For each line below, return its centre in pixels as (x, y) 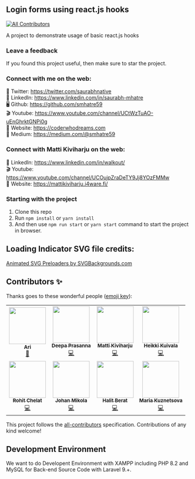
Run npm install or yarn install (54, 218)
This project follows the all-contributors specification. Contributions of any (96, 424)
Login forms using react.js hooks (68, 10)
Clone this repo (33, 212)
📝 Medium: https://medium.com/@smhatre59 (61, 134)
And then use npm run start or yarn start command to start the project (102, 224)
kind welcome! (24, 431)
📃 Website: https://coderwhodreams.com (56, 128)
